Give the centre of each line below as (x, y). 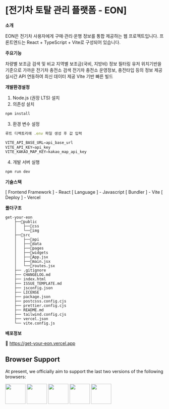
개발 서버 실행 (26, 162)
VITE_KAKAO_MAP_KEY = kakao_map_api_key (46, 152)
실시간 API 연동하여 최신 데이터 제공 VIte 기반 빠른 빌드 (59, 76)
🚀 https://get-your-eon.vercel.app (40, 343)
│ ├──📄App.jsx (32, 257)
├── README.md (29, 310)
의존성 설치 (23, 104)
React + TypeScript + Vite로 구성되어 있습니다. (74, 42)
